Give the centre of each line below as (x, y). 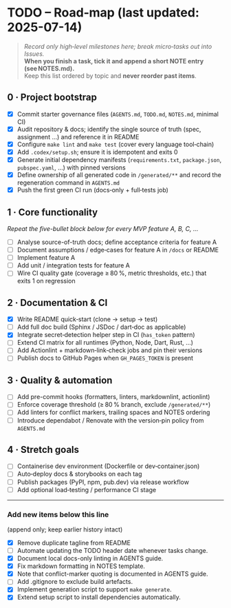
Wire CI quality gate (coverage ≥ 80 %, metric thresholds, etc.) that (112, 273)
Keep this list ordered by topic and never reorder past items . (110, 75)
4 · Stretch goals (43, 449)
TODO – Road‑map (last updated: (103, 13)
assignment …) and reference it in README (78, 136)
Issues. (34, 54)
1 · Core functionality (53, 212)
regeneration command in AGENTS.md (68, 183)
